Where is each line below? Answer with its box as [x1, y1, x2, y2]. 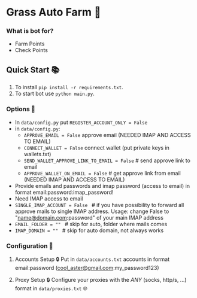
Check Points [14, 47, 48, 54]
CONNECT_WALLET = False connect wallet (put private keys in [23, 144, 169, 151]
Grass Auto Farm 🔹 [6, 5, 101, 19]
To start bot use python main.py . [14, 90, 95, 98]
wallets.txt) [23, 150, 51, 157]
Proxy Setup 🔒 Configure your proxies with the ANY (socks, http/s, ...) [14, 276, 187, 283]
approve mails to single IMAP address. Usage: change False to [14, 208, 169, 215]
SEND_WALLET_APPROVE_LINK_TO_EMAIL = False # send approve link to [23, 157, 190, 164]
